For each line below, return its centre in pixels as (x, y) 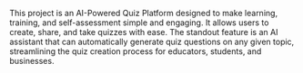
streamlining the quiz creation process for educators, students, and (136, 51)
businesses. (32, 61)
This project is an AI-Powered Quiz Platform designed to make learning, (144, 13)
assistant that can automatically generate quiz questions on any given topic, (152, 41)
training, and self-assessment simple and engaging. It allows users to (139, 23)
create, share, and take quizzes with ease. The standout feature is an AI (144, 32)
